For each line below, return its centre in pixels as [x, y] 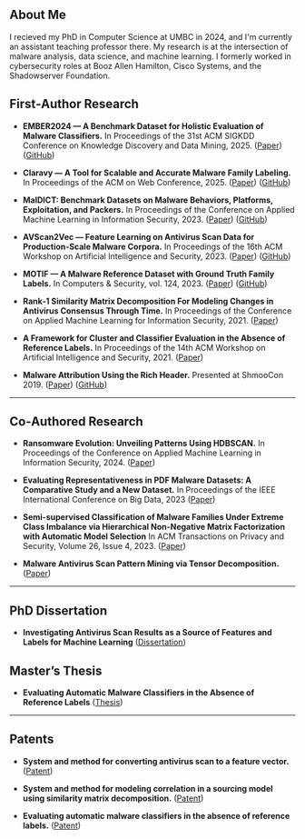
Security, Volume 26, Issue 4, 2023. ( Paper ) [104, 546]
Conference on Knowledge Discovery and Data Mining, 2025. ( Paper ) [152, 145]
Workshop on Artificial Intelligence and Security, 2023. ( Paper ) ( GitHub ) [157, 256]
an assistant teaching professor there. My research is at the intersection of [149, 46]
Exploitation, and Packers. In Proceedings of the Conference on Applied [158, 209]
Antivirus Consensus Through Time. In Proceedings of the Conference [157, 310]
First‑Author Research [74, 104]
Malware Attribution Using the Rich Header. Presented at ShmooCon [153, 375]
